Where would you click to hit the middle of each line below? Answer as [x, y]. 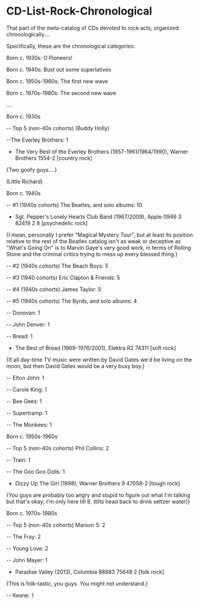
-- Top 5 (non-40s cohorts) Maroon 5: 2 [56, 525]
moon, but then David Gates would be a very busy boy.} [75, 366]
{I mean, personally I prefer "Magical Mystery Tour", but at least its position [99, 235]
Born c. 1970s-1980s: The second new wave [61, 93]
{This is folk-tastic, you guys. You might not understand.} [77, 583]
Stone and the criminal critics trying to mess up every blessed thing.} [92, 254]
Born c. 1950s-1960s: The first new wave [57, 81]
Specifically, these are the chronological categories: [71, 46]
